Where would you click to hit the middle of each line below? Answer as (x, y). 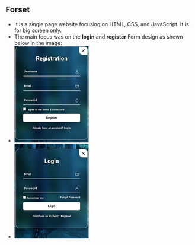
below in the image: (38, 43)
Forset (18, 10)
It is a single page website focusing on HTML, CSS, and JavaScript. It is (101, 24)
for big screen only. (38, 30)
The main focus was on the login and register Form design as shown (98, 36)
